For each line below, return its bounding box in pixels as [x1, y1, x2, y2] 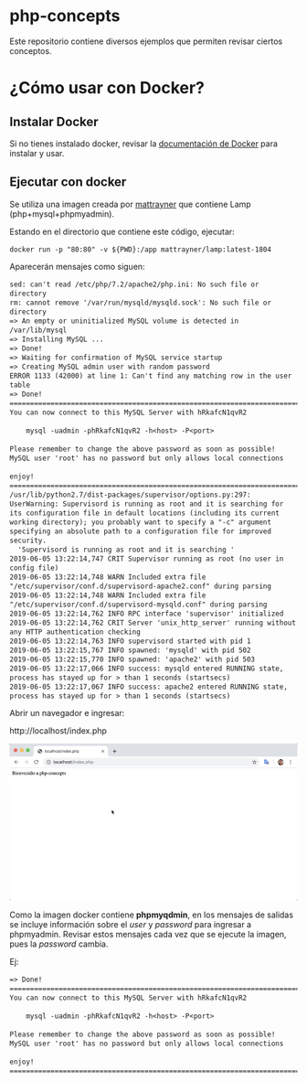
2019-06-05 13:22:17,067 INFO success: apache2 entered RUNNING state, [9, 682, 288, 691]
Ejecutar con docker [9, 175, 127, 190]
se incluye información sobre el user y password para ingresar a [9, 919, 252, 930]
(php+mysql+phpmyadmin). [9, 208, 115, 220]
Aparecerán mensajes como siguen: [9, 261, 145, 272]
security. [9, 536, 48, 545]
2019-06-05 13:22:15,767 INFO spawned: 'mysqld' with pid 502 [9, 646, 251, 655]
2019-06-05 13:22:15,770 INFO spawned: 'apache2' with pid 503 [9, 655, 256, 664]
